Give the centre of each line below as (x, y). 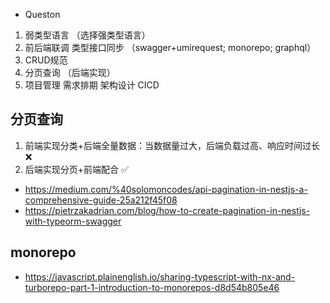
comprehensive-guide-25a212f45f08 (101, 200)
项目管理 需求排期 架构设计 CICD (92, 85)
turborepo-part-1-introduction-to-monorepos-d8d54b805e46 (152, 287)
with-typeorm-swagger (73, 221)
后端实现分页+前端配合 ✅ (76, 169)
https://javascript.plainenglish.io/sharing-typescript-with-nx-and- (160, 276)
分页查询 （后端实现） (70, 72)
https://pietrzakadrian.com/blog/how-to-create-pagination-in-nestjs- (167, 210)
